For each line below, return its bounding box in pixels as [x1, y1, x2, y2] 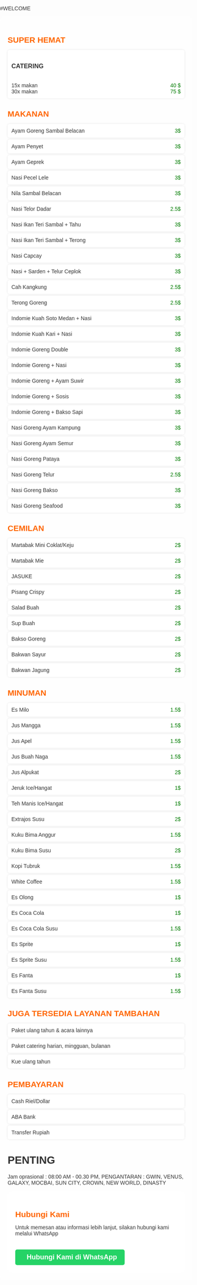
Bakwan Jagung [11, 667, 50, 674]
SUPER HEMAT [7, 35, 66, 45]
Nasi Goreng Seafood [11, 503, 63, 509]
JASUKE [11, 573, 33, 580]
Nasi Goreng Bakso [11, 487, 58, 494]
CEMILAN [7, 523, 45, 533]
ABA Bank [11, 1113, 36, 1120]
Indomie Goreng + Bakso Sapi [11, 409, 84, 416]
